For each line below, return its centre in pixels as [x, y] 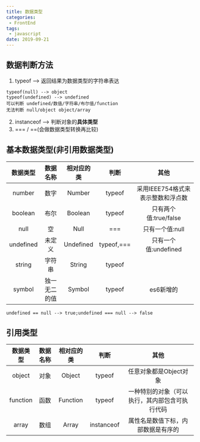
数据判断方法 [30, 65]
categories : [21, 17]
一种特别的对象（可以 [158, 392]
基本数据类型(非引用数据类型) [60, 150]
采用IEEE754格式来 [164, 189]
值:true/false [164, 217]
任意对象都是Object [155, 372]
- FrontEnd [22, 23]
